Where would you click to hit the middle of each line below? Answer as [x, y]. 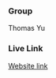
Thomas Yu [27, 28]
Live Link [26, 49]
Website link [28, 65]
